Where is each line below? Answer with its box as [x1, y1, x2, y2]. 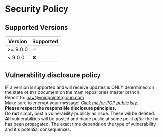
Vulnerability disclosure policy [5, 71, 101, 80]
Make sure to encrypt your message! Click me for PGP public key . [5, 100, 139, 106]
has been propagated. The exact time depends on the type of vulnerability [5, 121, 156, 127]
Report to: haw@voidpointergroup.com [5, 94, 84, 100]
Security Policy [5, 3, 69, 15]
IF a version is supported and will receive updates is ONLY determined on [5, 84, 154, 90]
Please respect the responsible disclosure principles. [5, 105, 117, 111]
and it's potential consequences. [5, 126, 71, 132]
